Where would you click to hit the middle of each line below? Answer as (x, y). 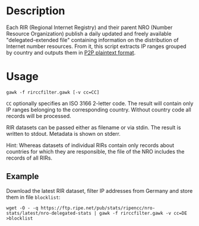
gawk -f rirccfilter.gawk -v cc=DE (143, 213)
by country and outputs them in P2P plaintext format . (71, 52)
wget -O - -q (22, 208)
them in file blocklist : (33, 197)
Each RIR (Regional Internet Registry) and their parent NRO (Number (89, 27)
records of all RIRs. (29, 158)
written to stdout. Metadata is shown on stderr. (63, 133)
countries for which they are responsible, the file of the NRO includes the (95, 151)
